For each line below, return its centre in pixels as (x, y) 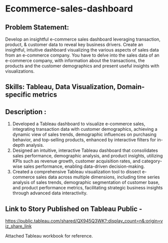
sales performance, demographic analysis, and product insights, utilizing (88, 156)
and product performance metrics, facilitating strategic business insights (88, 188)
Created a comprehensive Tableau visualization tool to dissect (77, 172)
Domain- (131, 87)
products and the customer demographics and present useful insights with (82, 66)
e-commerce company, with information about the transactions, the (75, 60)
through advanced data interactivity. (50, 193)
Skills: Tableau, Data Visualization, (60, 87)
